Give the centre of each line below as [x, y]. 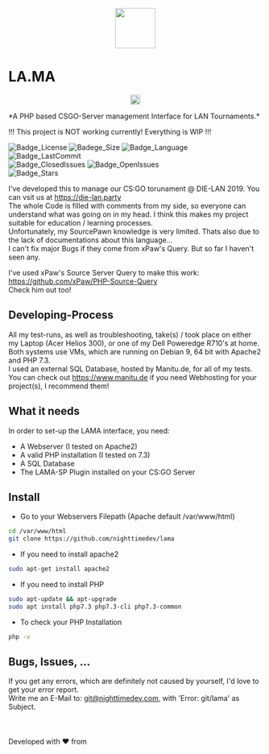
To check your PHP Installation [71, 622]
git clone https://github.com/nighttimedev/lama [91, 539]
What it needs [44, 411]
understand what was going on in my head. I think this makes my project [128, 214]
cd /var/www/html [37, 532]
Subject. [22, 707]
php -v [19, 636]
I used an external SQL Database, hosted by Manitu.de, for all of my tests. [130, 369]
